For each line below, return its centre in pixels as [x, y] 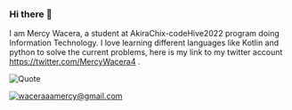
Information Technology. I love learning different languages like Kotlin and [144, 43]
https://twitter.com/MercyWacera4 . [75, 62]
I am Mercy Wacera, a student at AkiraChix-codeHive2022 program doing [145, 34]
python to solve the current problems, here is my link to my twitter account [146, 52]
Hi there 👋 [31, 14]
